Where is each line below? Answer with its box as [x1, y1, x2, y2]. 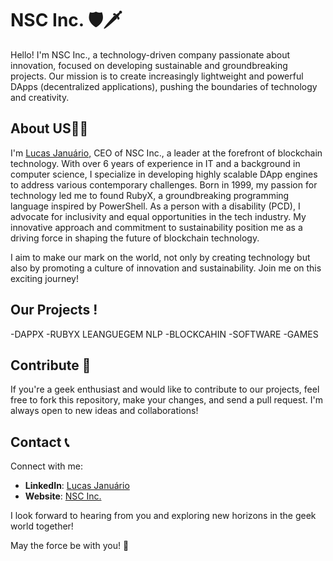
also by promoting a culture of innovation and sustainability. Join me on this [10, 262, 322, 274]
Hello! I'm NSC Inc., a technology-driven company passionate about [10, 48, 290, 61]
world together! [10, 520, 74, 532]
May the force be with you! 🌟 [10, 540, 130, 552]
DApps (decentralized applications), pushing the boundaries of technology [10, 80, 318, 92]
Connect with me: [10, 460, 83, 472]
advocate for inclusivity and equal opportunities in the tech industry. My [10, 210, 307, 222]
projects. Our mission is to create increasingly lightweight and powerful [10, 70, 304, 82]
